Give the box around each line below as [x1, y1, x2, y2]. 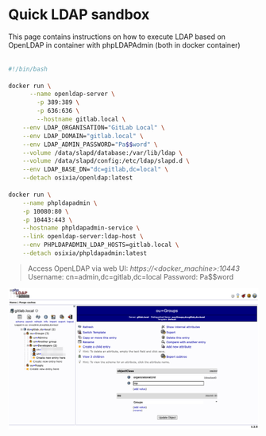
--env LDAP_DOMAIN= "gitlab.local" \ [22, 132, 145, 140]
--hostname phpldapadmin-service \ [22, 224, 141, 232]
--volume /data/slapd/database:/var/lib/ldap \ [22, 149, 183, 156]
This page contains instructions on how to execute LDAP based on [8, 32, 226, 41]
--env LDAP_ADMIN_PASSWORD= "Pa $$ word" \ [22, 141, 158, 149]
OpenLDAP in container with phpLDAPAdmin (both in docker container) [8, 40, 241, 49]
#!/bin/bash [8, 65, 48, 73]
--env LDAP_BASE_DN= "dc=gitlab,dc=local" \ [22, 165, 169, 174]
